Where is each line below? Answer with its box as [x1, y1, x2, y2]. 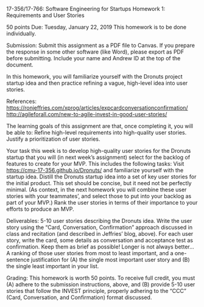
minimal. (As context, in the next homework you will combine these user [6, 186, 187, 193]
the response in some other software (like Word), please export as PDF [6, 48, 185, 55]
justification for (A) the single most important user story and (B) [30, 256, 190, 263]
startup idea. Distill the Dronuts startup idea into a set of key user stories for [6, 173, 197, 180]
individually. [6, 30, 37, 37]
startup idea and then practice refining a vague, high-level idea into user [6, 79, 188, 86]
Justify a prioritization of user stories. [6, 135, 100, 143]
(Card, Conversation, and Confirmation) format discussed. [6, 294, 152, 301]
